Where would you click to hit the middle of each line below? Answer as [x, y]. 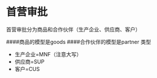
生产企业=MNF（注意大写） [48, 54]
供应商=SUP [30, 62]
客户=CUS [27, 69]
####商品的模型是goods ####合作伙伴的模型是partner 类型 [79, 42]
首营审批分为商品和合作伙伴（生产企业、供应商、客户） [73, 29]
